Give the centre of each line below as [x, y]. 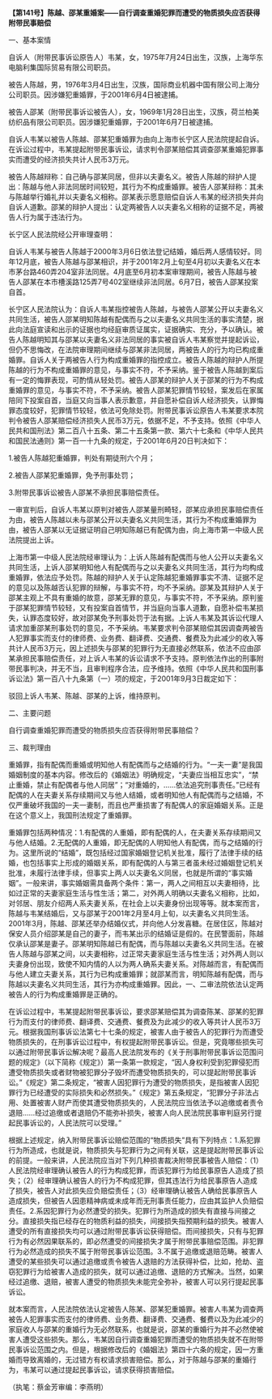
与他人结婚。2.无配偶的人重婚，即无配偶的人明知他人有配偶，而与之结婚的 [132, 842]
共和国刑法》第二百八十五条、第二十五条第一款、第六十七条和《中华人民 [136, 431]
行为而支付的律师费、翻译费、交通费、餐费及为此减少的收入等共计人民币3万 [135, 1022]
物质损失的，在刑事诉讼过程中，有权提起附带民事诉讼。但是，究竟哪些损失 [132, 1042]
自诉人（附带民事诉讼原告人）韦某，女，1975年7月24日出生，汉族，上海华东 [136, 57]
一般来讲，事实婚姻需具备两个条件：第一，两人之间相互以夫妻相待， [139, 883]
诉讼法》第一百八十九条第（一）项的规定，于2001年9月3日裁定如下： [124, 678]
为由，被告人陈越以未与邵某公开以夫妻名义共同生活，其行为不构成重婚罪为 [132, 520]
